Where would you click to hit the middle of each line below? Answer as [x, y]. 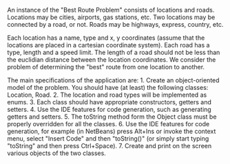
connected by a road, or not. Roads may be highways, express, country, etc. [115, 24]
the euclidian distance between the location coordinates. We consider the [112, 60]
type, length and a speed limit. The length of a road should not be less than [114, 52]
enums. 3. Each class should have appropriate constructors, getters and [109, 102]
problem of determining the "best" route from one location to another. [106, 67]
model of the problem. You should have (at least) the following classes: [108, 87]
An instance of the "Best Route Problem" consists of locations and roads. [111, 10]
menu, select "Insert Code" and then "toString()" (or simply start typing [108, 139]
